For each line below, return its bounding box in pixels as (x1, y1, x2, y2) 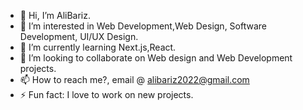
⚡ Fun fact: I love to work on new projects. (19, 89, 194, 100)
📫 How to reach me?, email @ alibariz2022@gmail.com (19, 74, 250, 85)
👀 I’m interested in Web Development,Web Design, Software (19, 20, 267, 32)
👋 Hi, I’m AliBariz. (19, 10, 92, 21)
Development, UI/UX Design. (19, 31, 139, 42)
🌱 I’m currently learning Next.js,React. (19, 41, 177, 53)
